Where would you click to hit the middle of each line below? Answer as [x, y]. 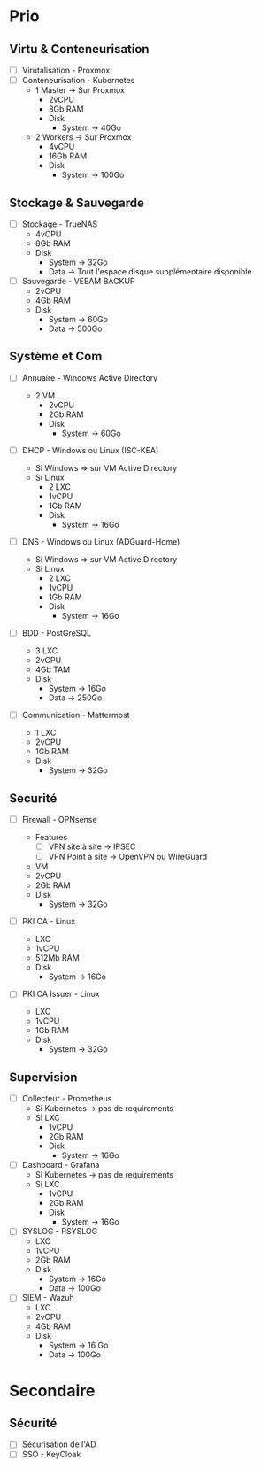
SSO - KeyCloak [51, 1455]
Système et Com [56, 356]
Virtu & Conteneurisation [79, 49]
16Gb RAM [68, 156]
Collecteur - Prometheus [67, 1099]
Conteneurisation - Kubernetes [78, 81]
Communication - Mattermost [76, 715]
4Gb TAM [53, 669]
